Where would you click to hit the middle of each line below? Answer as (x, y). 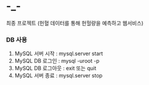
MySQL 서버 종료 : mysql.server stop (59, 76)
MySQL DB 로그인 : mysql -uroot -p (57, 61)
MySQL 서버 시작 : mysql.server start (59, 54)
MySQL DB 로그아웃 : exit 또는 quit (55, 68)
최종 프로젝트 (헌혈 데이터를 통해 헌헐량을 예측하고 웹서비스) (75, 23)
